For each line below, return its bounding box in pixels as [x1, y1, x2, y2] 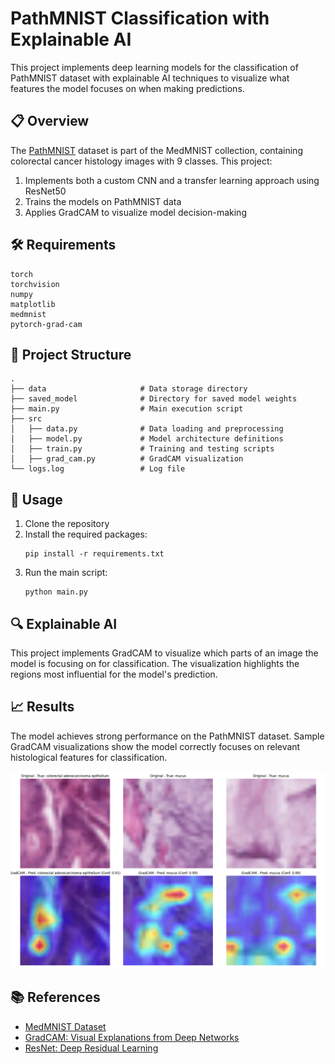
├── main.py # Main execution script [10, 404, 244, 414]
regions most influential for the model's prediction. [10, 668, 218, 680]
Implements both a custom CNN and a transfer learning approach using [24, 174, 320, 186]
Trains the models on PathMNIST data [24, 195, 182, 207]
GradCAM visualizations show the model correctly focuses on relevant [10, 740, 301, 752]
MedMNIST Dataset [24, 1020, 107, 1032]
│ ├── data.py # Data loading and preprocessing [10, 424, 284, 434]
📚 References [10, 989, 101, 1006]
